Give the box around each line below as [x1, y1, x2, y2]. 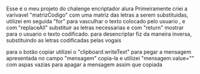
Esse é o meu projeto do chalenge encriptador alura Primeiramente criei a [6, 5, 188, 12]
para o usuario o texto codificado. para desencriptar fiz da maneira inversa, [6, 30, 192, 38]
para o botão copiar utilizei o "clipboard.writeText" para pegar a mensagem [6, 48, 192, 55]
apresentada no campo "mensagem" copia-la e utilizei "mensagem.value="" [6, 55, 195, 61]
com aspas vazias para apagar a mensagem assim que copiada [6, 61, 162, 68]
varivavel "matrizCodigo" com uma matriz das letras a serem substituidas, [6, 11, 189, 18]
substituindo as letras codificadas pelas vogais [6, 37, 122, 44]
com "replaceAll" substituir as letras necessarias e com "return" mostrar [6, 24, 184, 31]
